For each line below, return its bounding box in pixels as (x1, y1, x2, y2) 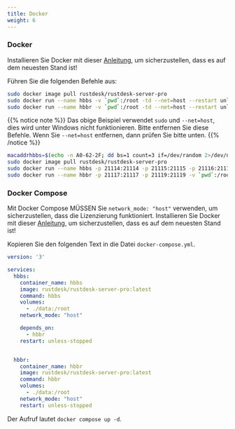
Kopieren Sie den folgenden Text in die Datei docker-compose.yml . (7, 240, 196, 249)
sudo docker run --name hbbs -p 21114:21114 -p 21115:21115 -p (7, 165, 196, 172)
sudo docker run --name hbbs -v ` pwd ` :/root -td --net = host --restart (7, 97, 218, 104)
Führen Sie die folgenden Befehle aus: (7, 76, 117, 85)
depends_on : (20, 325, 55, 332)
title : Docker (7, 10, 49, 18)
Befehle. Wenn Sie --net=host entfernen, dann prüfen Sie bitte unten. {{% (7, 131, 220, 139)
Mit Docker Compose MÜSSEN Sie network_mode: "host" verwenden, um (7, 204, 218, 212)
